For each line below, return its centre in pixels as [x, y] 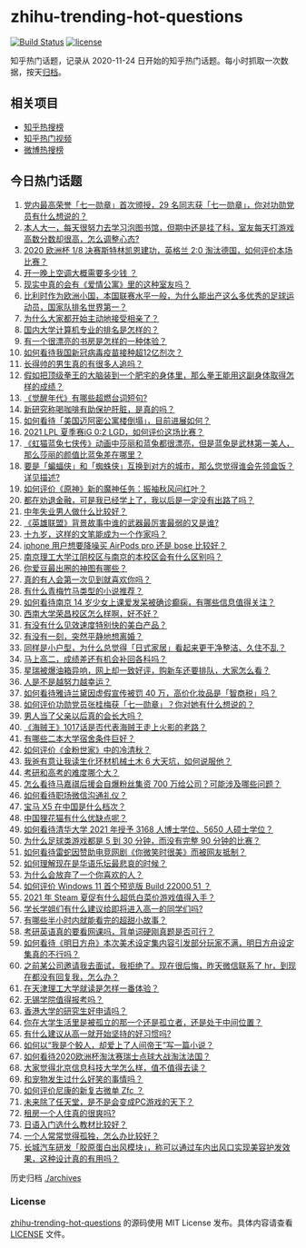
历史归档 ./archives [46, 1177]
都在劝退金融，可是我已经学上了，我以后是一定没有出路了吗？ [139, 500]
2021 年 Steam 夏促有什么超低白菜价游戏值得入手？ [119, 897]
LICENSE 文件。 [40, 1233]
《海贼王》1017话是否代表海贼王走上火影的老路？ [115, 727]
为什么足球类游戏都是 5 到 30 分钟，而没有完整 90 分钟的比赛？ [142, 840]
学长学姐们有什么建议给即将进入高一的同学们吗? [113, 908]
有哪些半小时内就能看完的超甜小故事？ [95, 920]
